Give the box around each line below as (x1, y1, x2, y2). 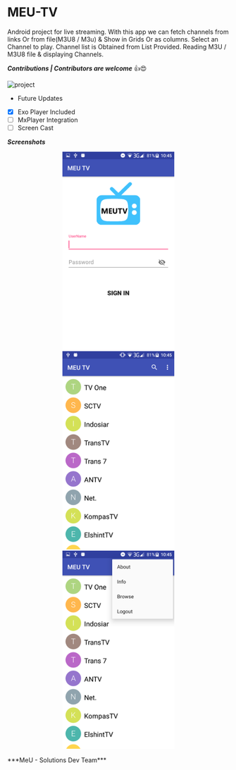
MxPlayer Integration (17, 116, 79, 124)
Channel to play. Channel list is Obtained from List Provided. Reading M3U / (7, 42, 227, 51)
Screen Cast (17, 124, 54, 132)
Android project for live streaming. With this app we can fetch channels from (7, 27, 229, 36)
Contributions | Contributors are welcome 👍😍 (7, 64, 147, 73)
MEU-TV (7, 4, 58, 20)
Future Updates (17, 94, 63, 102)
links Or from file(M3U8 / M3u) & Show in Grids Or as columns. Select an (7, 35, 218, 43)
